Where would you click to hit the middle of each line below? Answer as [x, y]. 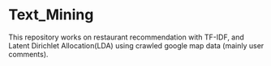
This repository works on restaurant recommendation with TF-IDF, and [127, 37]
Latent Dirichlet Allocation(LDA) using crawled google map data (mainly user [136, 45]
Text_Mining [51, 15]
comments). [28, 54]
